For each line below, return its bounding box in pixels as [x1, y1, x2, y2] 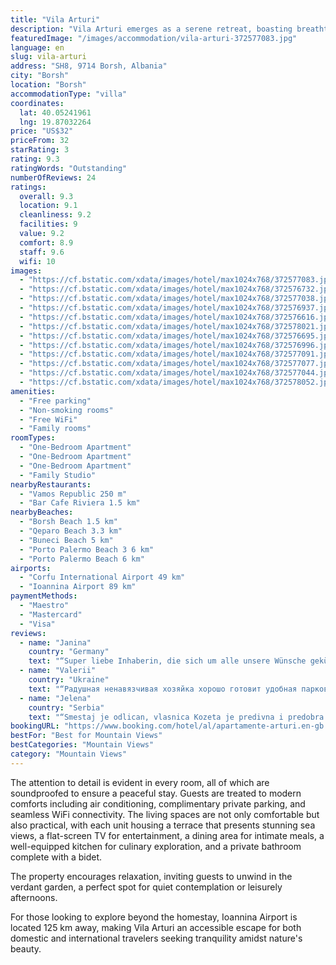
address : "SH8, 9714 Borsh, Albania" [10, 61, 168, 71]
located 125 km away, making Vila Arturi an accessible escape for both [10, 921, 302, 933]
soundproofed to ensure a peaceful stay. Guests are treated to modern [10, 787, 302, 799]
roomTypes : [10, 433, 56, 443]
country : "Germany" [28, 647, 110, 657]
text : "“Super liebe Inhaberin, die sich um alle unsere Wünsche [28, 656, 307, 666]
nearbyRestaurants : [10, 479, 92, 490]
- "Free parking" [19, 396, 92, 406]
